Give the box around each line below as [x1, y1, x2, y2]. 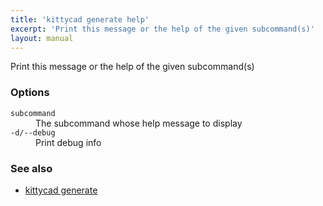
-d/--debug [10, 127, 56, 138]
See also [10, 161, 53, 175]
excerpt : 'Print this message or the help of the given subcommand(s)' [10, 24, 315, 34]
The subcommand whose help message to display [35, 117, 243, 129]
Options [10, 86, 50, 100]
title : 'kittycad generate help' [10, 14, 150, 25]
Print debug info [35, 136, 102, 148]
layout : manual [10, 33, 74, 43]
